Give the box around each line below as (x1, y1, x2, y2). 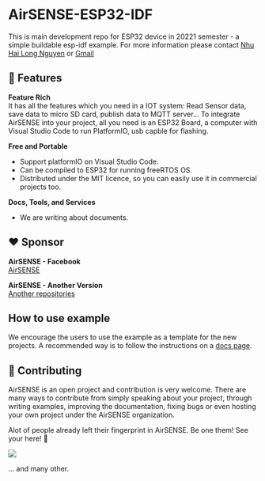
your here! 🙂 (8, 434, 49, 444)
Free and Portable (8, 141, 69, 151)
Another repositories (8, 289, 75, 298)
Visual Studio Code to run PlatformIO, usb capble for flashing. (8, 126, 209, 135)
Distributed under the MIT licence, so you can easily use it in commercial (19, 173, 257, 183)
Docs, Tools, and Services (8, 197, 96, 206)
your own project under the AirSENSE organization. (8, 410, 176, 420)
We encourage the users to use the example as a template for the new (8, 332, 237, 342)
